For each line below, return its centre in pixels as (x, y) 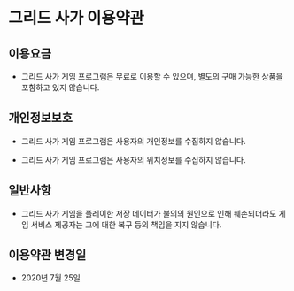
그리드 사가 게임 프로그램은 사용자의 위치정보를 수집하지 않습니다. (133, 159)
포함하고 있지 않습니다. (60, 88)
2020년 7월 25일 (50, 278)
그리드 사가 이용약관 (77, 18)
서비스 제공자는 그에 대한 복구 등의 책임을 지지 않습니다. (126, 224)
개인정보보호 (40, 118)
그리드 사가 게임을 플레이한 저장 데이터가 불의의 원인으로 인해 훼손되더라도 (149, 213)
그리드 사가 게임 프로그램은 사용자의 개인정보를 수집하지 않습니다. (133, 141)
